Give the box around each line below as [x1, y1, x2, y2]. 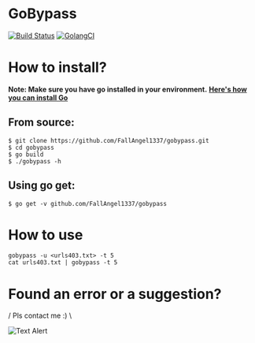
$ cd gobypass [8, 144, 55, 151]
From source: [8, 116, 75, 129]
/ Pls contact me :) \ [8, 311, 72, 320]
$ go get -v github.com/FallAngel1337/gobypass [8, 199, 168, 207]
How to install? [8, 58, 108, 76]
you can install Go [8, 92, 68, 103]
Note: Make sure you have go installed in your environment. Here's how [8, 84, 248, 94]
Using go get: [8, 179, 76, 192]
